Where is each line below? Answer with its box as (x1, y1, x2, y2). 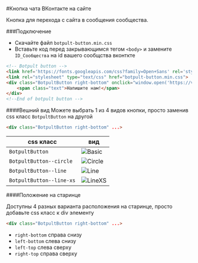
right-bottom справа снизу (14, 231, 82, 238)
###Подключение (6, 28, 52, 35)
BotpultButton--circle (9, 158, 72, 165)
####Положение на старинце (6, 192, 81, 198)
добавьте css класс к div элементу (6, 209, 94, 216)
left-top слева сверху (14, 244, 72, 251)
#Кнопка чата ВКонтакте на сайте (6, 5, 91, 12)
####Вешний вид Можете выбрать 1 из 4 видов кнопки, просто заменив (6, 107, 189, 114)
